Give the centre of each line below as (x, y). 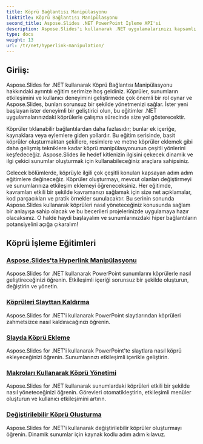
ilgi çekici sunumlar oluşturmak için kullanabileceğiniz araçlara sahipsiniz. (98, 161)
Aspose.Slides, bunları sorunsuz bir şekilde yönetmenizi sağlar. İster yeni (97, 104)
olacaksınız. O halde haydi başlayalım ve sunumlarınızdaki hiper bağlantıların (101, 217)
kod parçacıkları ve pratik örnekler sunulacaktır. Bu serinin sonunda (90, 198)
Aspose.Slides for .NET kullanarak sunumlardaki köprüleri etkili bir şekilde (98, 386)
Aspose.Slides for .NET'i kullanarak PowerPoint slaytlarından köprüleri (94, 315)
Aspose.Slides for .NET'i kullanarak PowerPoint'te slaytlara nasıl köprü (94, 350)
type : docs (20, 35)
